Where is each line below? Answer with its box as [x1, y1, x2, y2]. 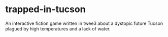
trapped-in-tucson [5, 4, 86, 15]
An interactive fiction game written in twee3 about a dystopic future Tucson [5, 20, 163, 26]
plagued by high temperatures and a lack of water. [5, 25, 111, 31]
